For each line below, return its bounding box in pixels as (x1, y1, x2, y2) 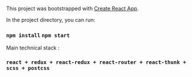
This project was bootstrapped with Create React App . (6, 5, 139, 12)
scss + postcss (6, 65, 50, 72)
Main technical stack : (6, 44, 60, 52)
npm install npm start (6, 32, 70, 39)
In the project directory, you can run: (6, 16, 95, 23)
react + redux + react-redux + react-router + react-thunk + (6, 59, 187, 66)
